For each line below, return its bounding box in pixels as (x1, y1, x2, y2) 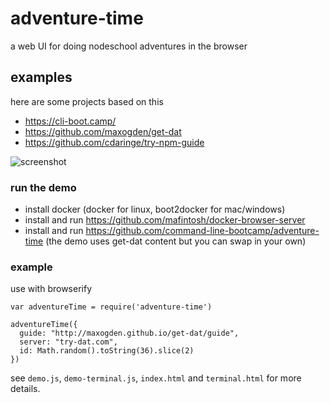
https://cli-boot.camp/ (24, 115, 117, 127)
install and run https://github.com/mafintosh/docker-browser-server (24, 214, 306, 226)
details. (10, 383, 41, 395)
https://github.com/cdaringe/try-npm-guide (24, 136, 205, 148)
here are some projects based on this (10, 95, 164, 107)
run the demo (10, 180, 77, 194)
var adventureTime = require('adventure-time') (10, 302, 213, 312)
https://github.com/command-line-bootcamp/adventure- (85, 225, 320, 237)
